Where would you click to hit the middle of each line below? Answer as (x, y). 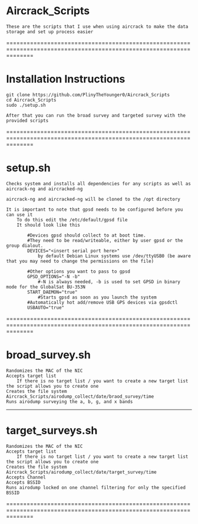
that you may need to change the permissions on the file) (80, 261)
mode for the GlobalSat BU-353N (46, 287)
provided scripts (27, 120)
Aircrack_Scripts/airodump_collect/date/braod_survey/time (80, 397)
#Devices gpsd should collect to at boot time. (87, 235)
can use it (19, 214)
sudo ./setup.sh (26, 105)
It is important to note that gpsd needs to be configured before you (95, 209)
